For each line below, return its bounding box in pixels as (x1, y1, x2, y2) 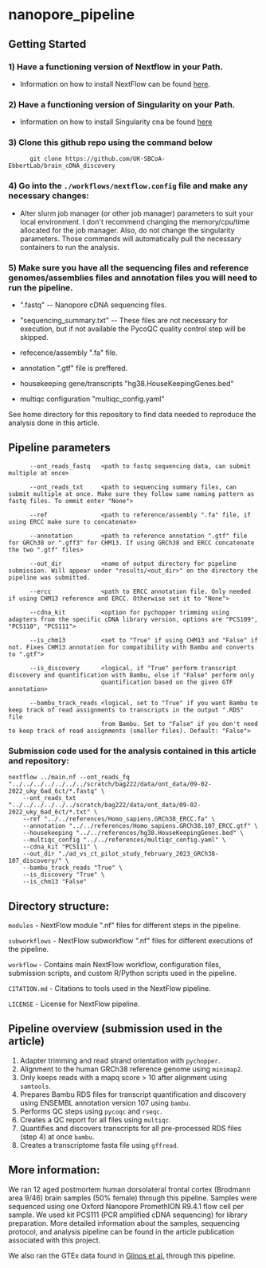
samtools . (19, 1081, 52, 1090)
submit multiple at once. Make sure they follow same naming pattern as (8, 490, 255, 498)
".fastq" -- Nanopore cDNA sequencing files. (19, 300, 167, 310)
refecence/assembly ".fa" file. (19, 348, 118, 357)
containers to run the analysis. (19, 242, 119, 252)
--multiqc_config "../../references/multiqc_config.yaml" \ (22, 836, 226, 845)
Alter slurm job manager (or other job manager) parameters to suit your (19, 209, 254, 218)
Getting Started (8, 37, 87, 51)
